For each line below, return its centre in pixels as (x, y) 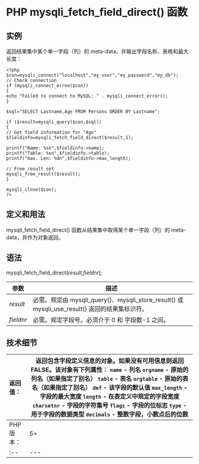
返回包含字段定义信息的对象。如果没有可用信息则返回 (110, 361)
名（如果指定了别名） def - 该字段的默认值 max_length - (110, 388)
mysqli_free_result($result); (44, 174)
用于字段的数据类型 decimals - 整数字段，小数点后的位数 (110, 415)
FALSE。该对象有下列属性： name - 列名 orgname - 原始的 (110, 370)
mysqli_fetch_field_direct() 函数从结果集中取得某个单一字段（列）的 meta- (96, 230)
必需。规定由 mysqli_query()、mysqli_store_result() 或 (108, 299)
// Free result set (30, 169)
